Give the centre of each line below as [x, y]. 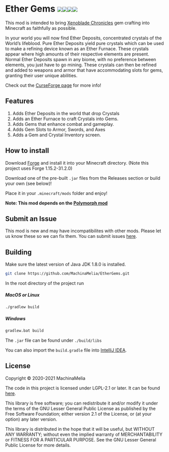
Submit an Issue [31, 218]
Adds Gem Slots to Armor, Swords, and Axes [59, 129]
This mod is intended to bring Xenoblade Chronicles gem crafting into [77, 23]
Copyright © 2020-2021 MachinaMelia [45, 378]
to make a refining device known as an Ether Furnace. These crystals [77, 48]
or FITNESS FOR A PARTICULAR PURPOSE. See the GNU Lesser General [81, 439]
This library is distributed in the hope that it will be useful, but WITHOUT [80, 429]
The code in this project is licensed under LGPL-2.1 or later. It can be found [83, 388]
